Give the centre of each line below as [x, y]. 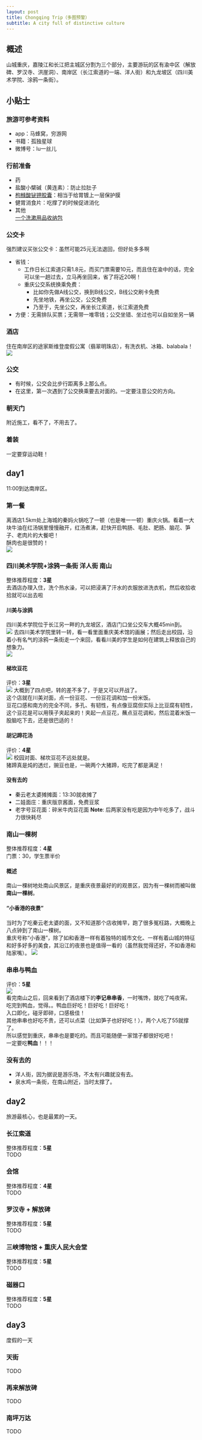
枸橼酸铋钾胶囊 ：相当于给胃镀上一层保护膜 [68, 195]
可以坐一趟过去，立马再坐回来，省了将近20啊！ [82, 277]
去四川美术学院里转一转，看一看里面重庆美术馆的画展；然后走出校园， [100, 632]
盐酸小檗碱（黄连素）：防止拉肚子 [56, 188]
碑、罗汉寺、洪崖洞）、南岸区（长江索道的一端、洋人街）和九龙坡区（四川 [97, 72]
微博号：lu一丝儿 [36, 148]
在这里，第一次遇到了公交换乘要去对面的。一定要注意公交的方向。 [96, 391]
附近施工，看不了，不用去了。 [43, 422]
